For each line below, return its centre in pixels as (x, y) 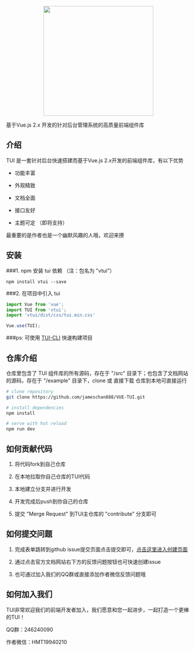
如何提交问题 (29, 534)
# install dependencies (35, 408)
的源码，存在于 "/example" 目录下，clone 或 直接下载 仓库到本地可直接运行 (97, 380)
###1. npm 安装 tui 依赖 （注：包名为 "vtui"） (61, 270)
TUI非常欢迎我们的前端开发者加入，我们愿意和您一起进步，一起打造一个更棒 (97, 609)
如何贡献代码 (29, 449)
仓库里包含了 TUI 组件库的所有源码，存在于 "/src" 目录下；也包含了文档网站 (97, 373)
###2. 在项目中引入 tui (33, 293)
